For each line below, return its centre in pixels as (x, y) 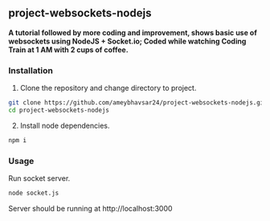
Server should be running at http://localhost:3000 (90, 208)
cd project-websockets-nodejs (59, 110)
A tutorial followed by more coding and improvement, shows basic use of (133, 32)
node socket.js (34, 193)
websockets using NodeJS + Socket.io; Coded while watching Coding (127, 41)
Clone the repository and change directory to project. (108, 88)
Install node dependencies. (65, 125)
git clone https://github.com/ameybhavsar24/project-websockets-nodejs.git (138, 103)
